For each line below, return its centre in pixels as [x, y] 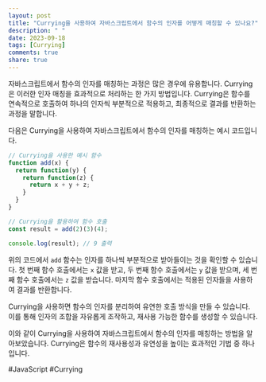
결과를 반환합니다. [44, 289]
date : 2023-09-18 [37, 38]
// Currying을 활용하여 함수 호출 [58, 221]
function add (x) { [39, 163]
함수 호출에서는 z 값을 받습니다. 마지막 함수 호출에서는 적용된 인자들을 [124, 279]
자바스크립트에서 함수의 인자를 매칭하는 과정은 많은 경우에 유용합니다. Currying [131, 84]
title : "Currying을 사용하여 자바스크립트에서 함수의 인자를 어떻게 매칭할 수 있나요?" [133, 23]
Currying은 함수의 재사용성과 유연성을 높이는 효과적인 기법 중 [145, 343]
